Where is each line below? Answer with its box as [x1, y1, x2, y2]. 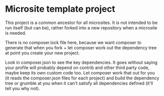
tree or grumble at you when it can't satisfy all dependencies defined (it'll [5, 80, 153, 86]
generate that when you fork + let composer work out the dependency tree [5, 45, 157, 50]
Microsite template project [5, 3, 115, 15]
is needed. [5, 30, 27, 36]
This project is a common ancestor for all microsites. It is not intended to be [5, 20, 158, 25]
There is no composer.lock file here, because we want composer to [5, 39, 141, 45]
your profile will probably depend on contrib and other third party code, [5, 65, 150, 71]
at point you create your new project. [5, 50, 80, 56]
